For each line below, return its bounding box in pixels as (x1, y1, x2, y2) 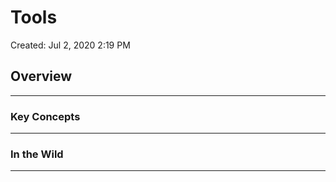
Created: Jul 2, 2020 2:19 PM (10, 39, 131, 51)
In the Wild (10, 147, 64, 161)
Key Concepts (10, 109, 81, 123)
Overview (10, 68, 73, 85)
